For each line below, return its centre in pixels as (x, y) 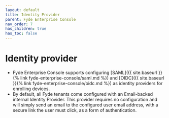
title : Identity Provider (32, 15)
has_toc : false (21, 33)
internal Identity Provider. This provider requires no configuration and (85, 99)
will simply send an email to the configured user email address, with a (85, 105)
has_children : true (26, 29)
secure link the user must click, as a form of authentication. (75, 110)
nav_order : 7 (19, 24)
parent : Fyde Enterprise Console (41, 19)
